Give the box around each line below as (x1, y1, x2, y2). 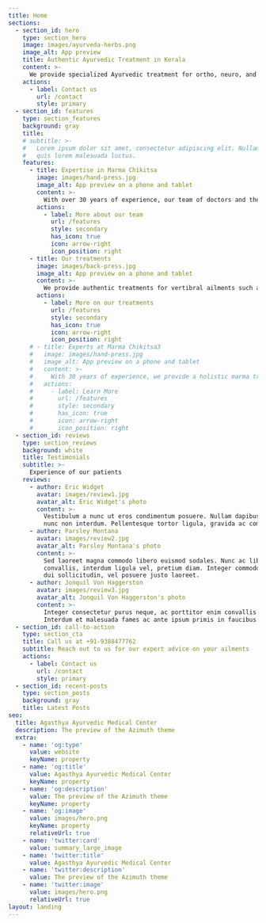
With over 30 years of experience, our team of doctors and (43, 196, 246, 204)
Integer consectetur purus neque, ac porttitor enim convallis (43, 608, 257, 616)
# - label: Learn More (28, 387, 119, 395)
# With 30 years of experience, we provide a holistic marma (28, 372, 249, 380)
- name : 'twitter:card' (22, 837, 101, 845)
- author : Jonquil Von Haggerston (28, 579, 144, 587)
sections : (8, 19, 41, 27)
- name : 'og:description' (22, 785, 108, 793)
